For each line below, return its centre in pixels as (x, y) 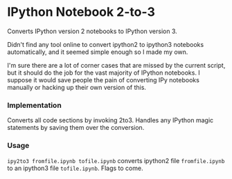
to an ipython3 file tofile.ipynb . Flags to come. (75, 168)
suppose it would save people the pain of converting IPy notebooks (103, 79)
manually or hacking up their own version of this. (77, 87)
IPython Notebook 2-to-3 (81, 12)
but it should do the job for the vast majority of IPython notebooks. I (104, 73)
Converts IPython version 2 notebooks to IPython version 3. (92, 31)
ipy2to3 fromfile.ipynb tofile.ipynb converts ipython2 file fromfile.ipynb (116, 160)
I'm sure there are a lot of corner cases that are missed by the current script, (116, 65)
